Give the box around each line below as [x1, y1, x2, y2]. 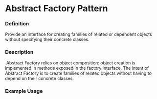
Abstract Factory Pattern [5, 3, 108, 14]
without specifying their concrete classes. [5, 37, 90, 42]
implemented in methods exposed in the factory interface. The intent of [5, 65, 149, 71]
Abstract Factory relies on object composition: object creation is [6, 59, 135, 66]
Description [5, 49, 34, 56]
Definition [5, 20, 29, 27]
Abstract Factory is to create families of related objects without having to [5, 70, 152, 76]
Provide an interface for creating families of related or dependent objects [5, 31, 153, 37]
